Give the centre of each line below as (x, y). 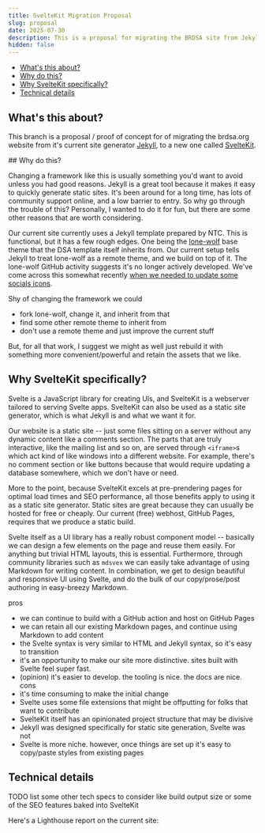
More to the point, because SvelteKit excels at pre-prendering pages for (125, 488)
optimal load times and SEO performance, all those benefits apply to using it (132, 496)
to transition (39, 651)
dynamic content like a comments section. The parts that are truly (115, 439)
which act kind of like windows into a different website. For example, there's (131, 456)
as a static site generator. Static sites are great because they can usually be (131, 505)
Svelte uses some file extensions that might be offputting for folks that (134, 702)
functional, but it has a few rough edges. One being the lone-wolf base (123, 241)
